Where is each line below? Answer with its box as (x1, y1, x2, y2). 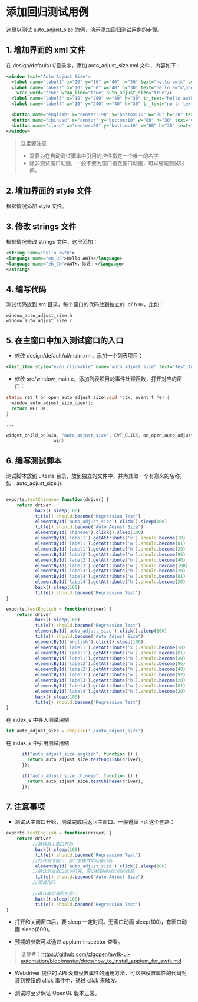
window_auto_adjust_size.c (6, 318, 72, 324)
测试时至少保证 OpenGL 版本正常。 (14, 990, 100, 997)
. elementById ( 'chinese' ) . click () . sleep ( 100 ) (32, 529, 144, 536)
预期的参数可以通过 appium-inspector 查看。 (14, 938, 123, 945)
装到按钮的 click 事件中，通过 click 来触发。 (14, 977, 121, 984)
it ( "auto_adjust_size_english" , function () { (21, 751, 138, 757)
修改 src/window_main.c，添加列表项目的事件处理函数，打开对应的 (14, 375, 177, 382)
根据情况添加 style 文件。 (6, 202, 68, 209)
